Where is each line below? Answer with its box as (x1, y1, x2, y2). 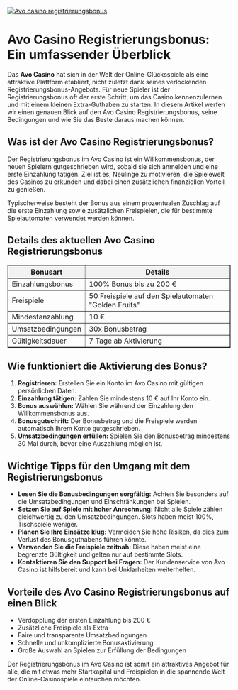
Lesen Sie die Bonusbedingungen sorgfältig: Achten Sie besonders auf (17, 490, 229, 498)
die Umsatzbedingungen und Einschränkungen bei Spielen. (17, 498, 191, 506)
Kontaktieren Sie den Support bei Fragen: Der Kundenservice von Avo (17, 558, 225, 566)
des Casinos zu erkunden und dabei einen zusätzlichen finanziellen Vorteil (7, 177, 225, 186)
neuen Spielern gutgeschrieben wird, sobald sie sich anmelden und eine (7, 162, 218, 170)
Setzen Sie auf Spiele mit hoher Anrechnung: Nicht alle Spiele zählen (17, 505, 223, 514)
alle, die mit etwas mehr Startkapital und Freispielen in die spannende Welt (7, 667, 225, 676)
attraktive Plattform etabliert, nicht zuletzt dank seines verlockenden (7, 77, 207, 86)
